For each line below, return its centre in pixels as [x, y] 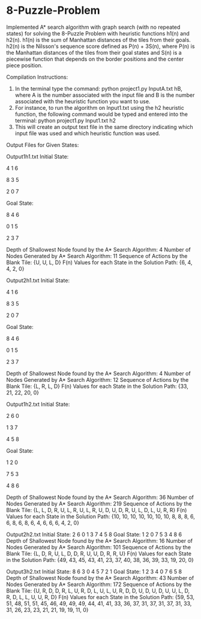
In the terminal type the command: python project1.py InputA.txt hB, [99, 88]
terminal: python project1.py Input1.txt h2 [65, 120]
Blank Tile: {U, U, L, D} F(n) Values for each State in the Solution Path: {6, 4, [99, 262]
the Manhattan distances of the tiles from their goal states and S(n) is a [94, 52]
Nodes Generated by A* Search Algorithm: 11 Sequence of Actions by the [97, 256]
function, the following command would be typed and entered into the [101, 114]
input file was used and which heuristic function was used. [88, 133]
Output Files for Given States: [43, 145]
